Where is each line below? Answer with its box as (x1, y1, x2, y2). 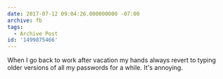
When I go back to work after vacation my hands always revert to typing (7, 56, 217, 64)
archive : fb (7, 17, 42, 24)
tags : (7, 23, 23, 30)
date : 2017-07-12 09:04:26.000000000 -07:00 (7, 10, 140, 18)
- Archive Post (13, 30, 58, 37)
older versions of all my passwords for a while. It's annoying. (7, 63, 183, 72)
